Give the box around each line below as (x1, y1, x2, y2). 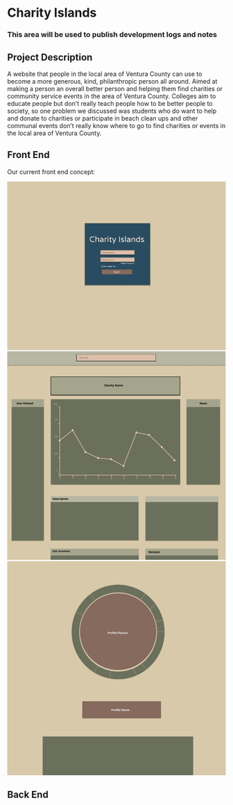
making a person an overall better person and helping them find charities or (7, 84, 223, 93)
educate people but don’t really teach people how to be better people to (7, 99, 213, 107)
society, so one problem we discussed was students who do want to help (7, 107, 217, 115)
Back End (7, 789, 49, 801)
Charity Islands (7, 5, 97, 21)
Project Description (7, 51, 93, 63)
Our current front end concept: (7, 167, 96, 175)
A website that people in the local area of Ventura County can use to (7, 70, 202, 78)
